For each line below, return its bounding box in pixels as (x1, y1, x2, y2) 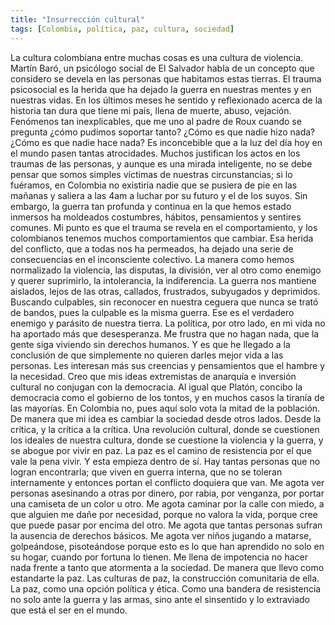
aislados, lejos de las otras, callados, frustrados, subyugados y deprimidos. (10, 285, 321, 297)
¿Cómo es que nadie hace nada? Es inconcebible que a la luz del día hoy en (10, 136, 323, 148)
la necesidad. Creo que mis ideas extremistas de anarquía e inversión (10, 370, 297, 382)
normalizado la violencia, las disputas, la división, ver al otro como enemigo (10, 264, 322, 276)
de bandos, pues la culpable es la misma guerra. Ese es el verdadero (10, 306, 295, 318)
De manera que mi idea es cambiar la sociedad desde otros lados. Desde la (10, 412, 322, 425)
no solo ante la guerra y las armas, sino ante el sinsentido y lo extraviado (10, 593, 310, 605)
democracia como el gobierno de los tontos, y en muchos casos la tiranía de (10, 391, 325, 403)
